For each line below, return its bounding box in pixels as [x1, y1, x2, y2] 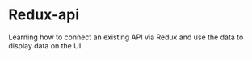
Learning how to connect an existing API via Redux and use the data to [8, 32, 244, 42]
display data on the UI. [8, 40, 83, 50]
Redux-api [8, 6, 80, 24]
